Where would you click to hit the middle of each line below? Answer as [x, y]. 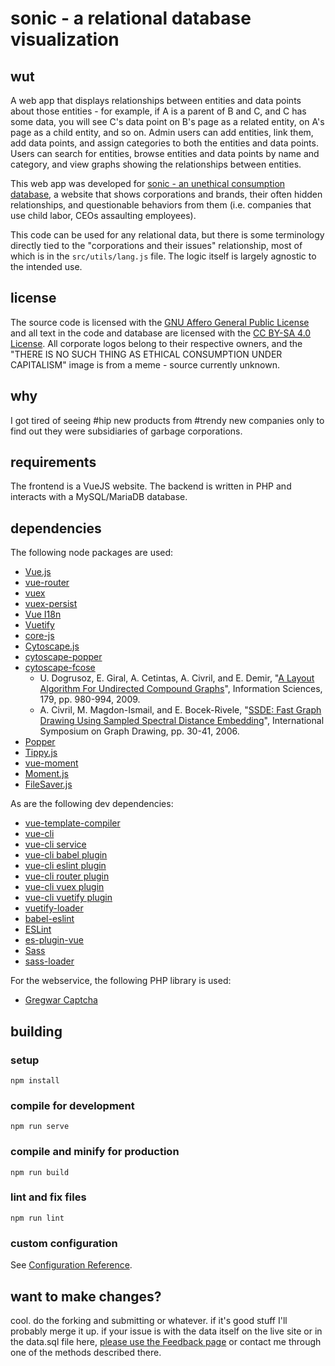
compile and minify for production [95, 1152]
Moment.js [46, 774]
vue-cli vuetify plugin [68, 898]
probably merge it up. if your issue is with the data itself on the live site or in [166, 1331]
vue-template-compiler [72, 823]
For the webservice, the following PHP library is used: [121, 981]
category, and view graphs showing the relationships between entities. [156, 164]
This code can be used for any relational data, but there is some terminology [167, 235]
